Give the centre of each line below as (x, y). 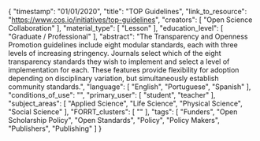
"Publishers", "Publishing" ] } (55, 128)
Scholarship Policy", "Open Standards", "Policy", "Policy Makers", (114, 120)
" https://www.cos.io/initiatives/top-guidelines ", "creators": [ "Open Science (130, 20)
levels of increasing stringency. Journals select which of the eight (115, 53)
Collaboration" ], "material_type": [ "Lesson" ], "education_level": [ (116, 28)
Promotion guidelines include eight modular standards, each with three (123, 45)
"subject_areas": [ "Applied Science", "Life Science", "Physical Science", (125, 103)
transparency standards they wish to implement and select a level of (119, 61)
